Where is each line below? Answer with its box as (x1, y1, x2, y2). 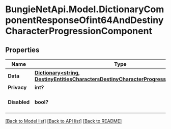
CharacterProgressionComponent (5, 25, 153, 37)
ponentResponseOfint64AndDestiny (5, 14, 164, 26)
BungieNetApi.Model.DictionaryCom (5, 4, 164, 15)
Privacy (8, 84, 27, 91)
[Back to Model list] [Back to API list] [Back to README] (5, 118, 122, 124)
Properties (5, 45, 40, 54)
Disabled (8, 98, 30, 106)
